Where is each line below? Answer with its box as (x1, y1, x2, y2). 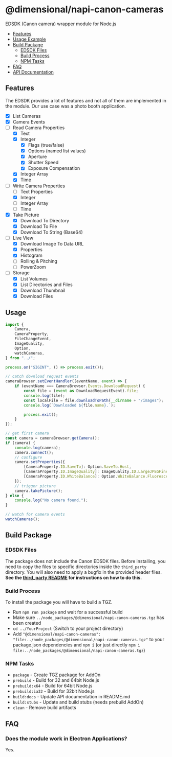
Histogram (20, 252, 42, 258)
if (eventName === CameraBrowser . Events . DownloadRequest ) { (14, 383, 145, 389)
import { (5, 322, 24, 327)
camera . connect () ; (14, 450, 54, 455)
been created (12, 620, 41, 626)
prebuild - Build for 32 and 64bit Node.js (12, 677, 99, 683)
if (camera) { (5, 440, 36, 446)
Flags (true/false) (28, 142, 64, 148)
